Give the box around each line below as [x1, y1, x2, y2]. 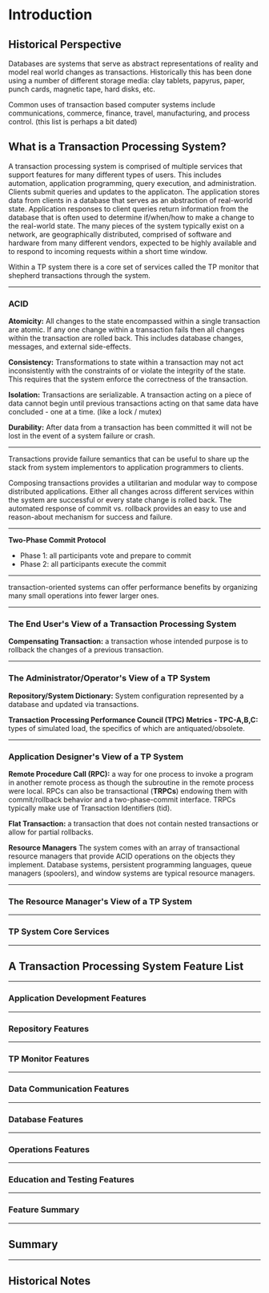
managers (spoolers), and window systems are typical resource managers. [8, 868, 255, 878]
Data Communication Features [8, 1084, 130, 1095]
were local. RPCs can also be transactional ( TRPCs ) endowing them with [8, 786, 248, 795]
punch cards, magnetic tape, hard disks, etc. [8, 84, 156, 94]
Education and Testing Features [8, 1174, 134, 1186]
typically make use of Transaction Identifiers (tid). [8, 803, 172, 813]
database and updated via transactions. [8, 699, 139, 709]
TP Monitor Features [8, 1053, 90, 1064]
